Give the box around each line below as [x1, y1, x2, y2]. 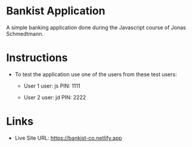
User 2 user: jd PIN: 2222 [23, 93, 86, 101]
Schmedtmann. [6, 30, 44, 37]
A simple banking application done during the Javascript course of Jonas [6, 24, 186, 31]
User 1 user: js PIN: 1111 [23, 82, 80, 89]
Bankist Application [6, 4, 106, 18]
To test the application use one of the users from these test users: [14, 70, 177, 78]
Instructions [6, 51, 68, 65]
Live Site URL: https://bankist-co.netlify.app [14, 134, 122, 141]
